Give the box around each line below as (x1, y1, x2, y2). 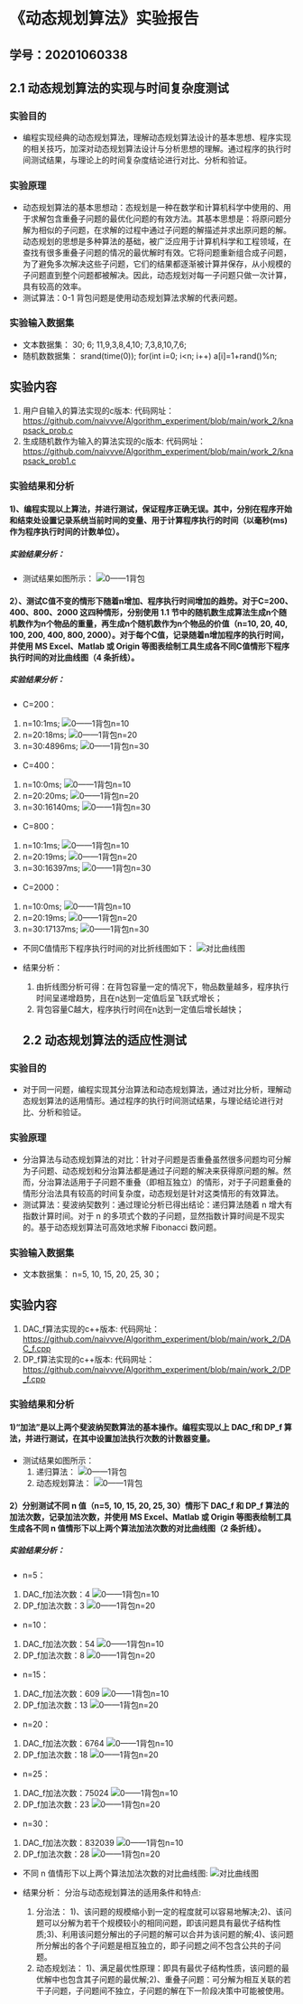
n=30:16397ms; (22, 862, 81, 873)
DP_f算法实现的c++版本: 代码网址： (22, 1353, 155, 1364)
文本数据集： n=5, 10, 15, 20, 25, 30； (22, 1269, 162, 1279)
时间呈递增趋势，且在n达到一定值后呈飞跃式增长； (35, 992, 223, 1003)
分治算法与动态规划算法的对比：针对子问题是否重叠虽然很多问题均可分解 (22, 1154, 291, 1165)
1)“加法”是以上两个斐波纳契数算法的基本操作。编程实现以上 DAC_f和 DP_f (9, 1422, 282, 1433)
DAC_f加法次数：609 (22, 1688, 101, 1699)
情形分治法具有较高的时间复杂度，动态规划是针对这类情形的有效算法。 (22, 1187, 284, 1198)
